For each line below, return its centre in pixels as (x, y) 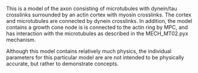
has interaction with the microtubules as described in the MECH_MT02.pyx (97, 34)
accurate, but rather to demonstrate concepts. (62, 64)
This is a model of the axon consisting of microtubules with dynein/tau (92, 9)
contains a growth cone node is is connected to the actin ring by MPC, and (97, 27)
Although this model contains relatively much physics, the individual (89, 51)
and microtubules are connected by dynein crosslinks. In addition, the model (99, 21)
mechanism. (21, 40)
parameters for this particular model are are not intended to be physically (95, 57)
